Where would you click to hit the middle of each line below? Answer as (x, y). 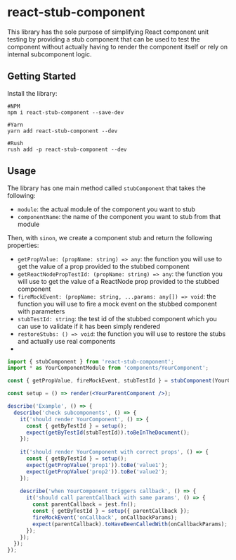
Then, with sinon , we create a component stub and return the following (110, 237)
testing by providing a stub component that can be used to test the (104, 39)
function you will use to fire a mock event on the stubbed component (117, 304)
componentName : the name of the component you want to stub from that (119, 216)
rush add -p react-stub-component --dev (67, 149)
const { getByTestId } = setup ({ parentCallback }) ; (111, 511)
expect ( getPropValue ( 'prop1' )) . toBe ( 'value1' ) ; (97, 465)
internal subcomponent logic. (50, 54)
